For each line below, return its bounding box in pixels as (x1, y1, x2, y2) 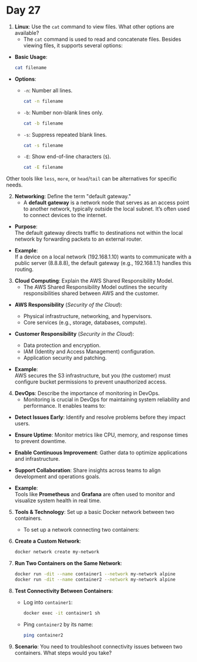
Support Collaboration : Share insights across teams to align (14, 467, 161, 474)
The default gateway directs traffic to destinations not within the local (14, 230, 183, 237)
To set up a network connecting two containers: (23, 526, 140, 533)
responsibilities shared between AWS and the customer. (23, 290, 159, 297)
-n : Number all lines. (23, 87, 73, 94)
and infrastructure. (14, 455, 61, 463)
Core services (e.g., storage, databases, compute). (23, 319, 147, 326)
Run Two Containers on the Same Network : (14, 560, 122, 567)
